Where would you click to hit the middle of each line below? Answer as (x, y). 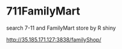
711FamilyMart (43, 11)
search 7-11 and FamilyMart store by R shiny (61, 28)
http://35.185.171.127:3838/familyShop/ (54, 39)
